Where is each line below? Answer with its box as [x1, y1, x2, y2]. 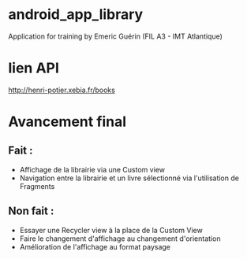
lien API [8, 59, 59, 77]
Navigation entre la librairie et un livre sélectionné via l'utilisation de [19, 173, 239, 183]
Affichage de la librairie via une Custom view [19, 165, 166, 174]
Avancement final [8, 113, 127, 131]
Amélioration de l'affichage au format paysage [19, 242, 171, 251]
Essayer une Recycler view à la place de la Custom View [19, 225, 203, 235]
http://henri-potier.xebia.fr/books [8, 85, 116, 94]
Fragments [19, 181, 55, 191]
